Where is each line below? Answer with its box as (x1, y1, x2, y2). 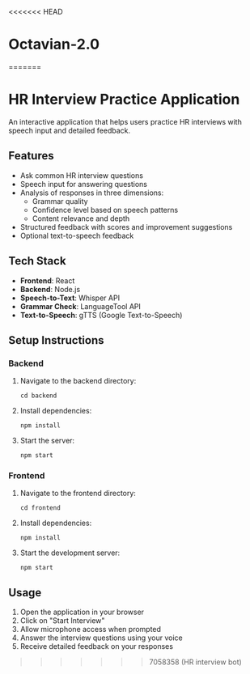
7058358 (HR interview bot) (149, 657, 243, 667)
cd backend (19, 392, 57, 400)
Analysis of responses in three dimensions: (19, 188, 164, 197)
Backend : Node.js (19, 284, 81, 294)
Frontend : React (19, 275, 75, 286)
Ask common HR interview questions (19, 170, 144, 180)
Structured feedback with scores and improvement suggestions (19, 222, 233, 231)
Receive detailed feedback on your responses (19, 642, 174, 651)
